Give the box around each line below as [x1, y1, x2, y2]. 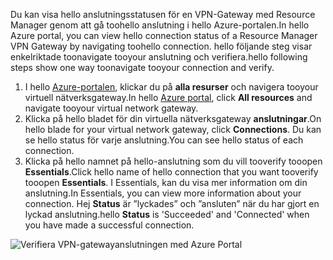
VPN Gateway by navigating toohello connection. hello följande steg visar [10, 40, 313, 52]
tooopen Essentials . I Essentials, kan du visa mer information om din [24, 177, 308, 188]
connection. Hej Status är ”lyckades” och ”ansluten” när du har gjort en [24, 198, 320, 209]
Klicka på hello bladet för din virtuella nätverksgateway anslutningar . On [24, 113, 322, 124]
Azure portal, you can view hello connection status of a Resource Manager [10, 30, 318, 41]
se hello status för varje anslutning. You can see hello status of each [24, 134, 304, 146]
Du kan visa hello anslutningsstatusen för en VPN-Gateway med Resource [10, 9, 316, 20]
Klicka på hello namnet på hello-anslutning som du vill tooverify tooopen [24, 155, 323, 167]
